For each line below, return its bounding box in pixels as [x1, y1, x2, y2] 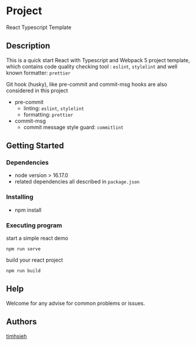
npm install [14, 206, 42, 214]
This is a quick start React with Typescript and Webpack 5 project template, [6, 56, 190, 63]
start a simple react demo [6, 235, 68, 242]
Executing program [6, 221, 63, 229]
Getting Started [6, 141, 64, 151]
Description [6, 41, 50, 51]
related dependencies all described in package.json [14, 178, 140, 185]
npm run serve [6, 246, 41, 252]
